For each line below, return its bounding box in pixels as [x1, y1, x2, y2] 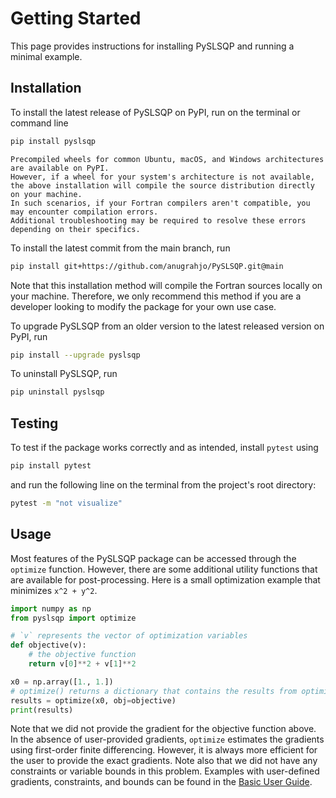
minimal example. [10, 50, 83, 62]
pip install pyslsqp [10, 136, 97, 146]
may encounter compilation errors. [10, 207, 159, 217]
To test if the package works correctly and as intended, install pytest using [10, 442, 319, 454]
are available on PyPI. [10, 163, 110, 173]
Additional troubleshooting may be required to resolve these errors [10, 215, 307, 226]
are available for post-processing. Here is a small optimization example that [10, 573, 321, 586]
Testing [10, 415, 59, 432]
